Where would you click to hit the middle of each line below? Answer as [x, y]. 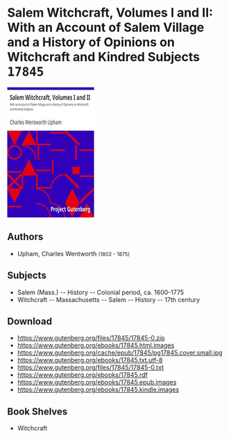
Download [29, 321]
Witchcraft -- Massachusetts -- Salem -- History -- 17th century [108, 299]
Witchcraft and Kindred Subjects [103, 57]
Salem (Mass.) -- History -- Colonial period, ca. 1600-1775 [100, 292]
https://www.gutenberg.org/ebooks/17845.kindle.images [98, 389]
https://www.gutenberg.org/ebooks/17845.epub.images [97, 382]
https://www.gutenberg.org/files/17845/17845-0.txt [91, 368]
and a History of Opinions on [91, 42]
